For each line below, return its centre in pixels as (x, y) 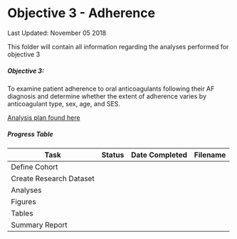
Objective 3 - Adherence (81, 13)
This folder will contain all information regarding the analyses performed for (118, 46)
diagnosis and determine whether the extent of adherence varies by (107, 96)
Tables (22, 213)
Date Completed (159, 155)
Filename (210, 155)
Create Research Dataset (53, 178)
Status (113, 155)
